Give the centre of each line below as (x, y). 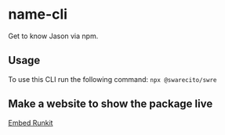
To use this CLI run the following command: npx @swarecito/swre (112, 79)
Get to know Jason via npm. (53, 36)
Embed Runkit (31, 123)
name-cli (38, 14)
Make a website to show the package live (111, 104)
